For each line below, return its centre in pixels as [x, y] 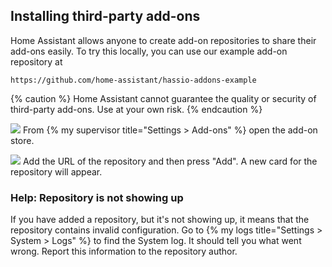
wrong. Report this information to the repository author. [124, 251]
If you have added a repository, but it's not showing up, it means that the [160, 220]
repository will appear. [56, 171]
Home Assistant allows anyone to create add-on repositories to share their [163, 40]
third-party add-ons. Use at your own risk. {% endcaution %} [136, 109]
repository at [36, 61]
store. [22, 140]
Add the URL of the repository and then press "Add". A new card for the [170, 161]
